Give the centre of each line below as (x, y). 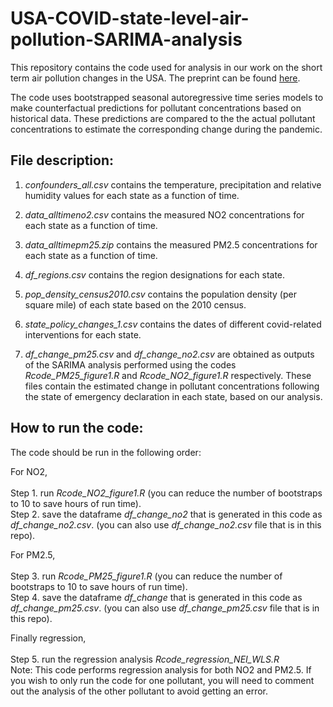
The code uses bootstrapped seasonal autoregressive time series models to (167, 97)
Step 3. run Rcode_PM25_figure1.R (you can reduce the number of (146, 576)
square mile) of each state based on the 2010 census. (135, 304)
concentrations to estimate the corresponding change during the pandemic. (166, 129)
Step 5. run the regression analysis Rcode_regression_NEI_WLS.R (145, 659)
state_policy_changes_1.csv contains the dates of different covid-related (173, 324)
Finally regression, (48, 638)
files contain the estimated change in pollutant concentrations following (172, 386)
